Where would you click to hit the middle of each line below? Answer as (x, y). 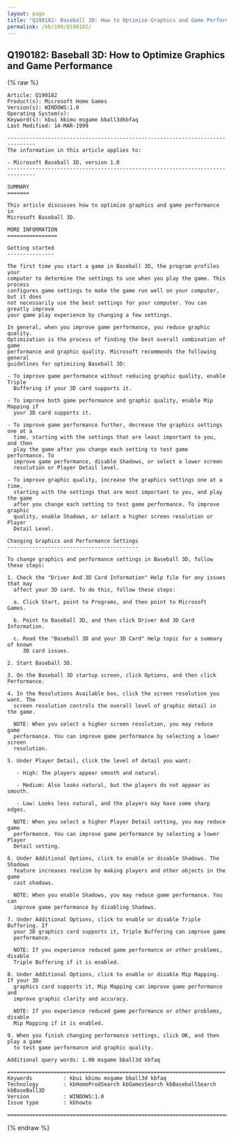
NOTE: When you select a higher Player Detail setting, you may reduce (120, 822)
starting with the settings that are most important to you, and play (118, 493)
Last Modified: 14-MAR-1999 (48, 126)
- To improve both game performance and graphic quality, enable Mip (110, 401)
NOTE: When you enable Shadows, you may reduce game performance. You (118, 895)
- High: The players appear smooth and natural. (88, 773)
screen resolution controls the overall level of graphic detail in (115, 706)
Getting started (31, 248)
